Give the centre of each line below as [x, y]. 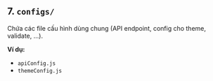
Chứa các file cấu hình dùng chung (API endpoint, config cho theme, [106, 28]
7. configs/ [31, 12]
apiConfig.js [37, 63]
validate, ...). [25, 36]
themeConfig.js [40, 71]
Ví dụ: [16, 49]
